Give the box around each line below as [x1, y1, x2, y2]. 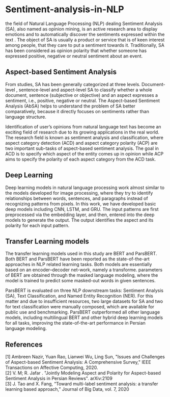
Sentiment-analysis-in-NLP [5, 4, 124, 15]
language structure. [5, 114, 47, 120]
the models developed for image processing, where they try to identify [5, 190, 153, 196]
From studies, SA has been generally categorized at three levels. [5, 81, 141, 87]
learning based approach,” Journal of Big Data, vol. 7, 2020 [5, 386, 130, 392]
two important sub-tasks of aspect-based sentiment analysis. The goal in [5, 145, 159, 151]
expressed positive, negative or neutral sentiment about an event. [5, 52, 143, 59]
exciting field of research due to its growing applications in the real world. [5, 129, 159, 135]
